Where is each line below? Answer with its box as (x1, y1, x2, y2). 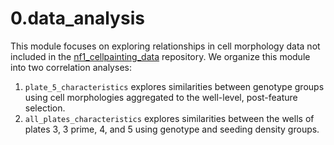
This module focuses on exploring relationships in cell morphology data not (10, 40, 321, 52)
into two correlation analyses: (10, 61, 132, 73)
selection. (24, 102, 66, 114)
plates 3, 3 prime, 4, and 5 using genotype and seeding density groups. (24, 123, 320, 135)
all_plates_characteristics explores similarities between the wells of (24, 112, 315, 124)
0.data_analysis (10, 7, 145, 30)
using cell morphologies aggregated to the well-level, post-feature (24, 91, 298, 103)
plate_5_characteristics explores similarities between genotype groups (24, 80, 325, 92)
